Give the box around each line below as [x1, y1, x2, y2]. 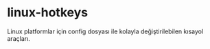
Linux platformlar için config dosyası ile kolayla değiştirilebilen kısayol [7, 27, 204, 35]
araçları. [7, 34, 31, 42]
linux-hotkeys [7, 5, 89, 20]
